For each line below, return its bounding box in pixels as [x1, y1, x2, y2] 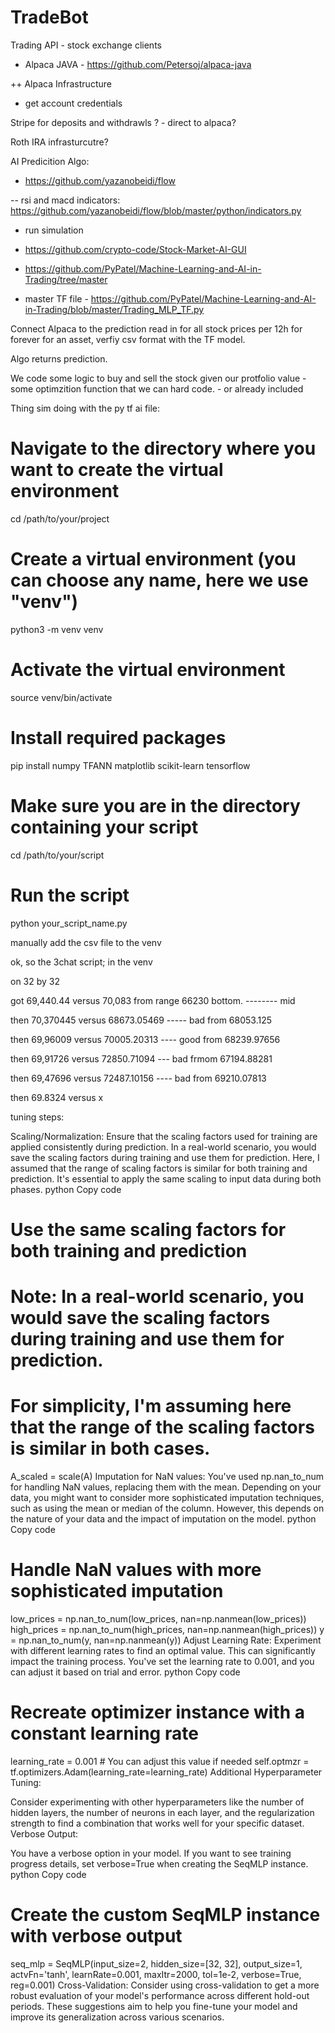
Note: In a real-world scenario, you [10, 1285, 305, 1308]
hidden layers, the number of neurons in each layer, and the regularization [10, 1806, 315, 1818]
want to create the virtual [10, 459, 224, 481]
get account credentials [24, 97, 123, 109]
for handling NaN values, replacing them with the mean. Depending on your [10, 1481, 322, 1493]
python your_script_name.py [10, 917, 128, 929]
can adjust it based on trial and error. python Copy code [10, 1666, 241, 1678]
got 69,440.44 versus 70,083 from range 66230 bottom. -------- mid [10, 994, 296, 1006]
